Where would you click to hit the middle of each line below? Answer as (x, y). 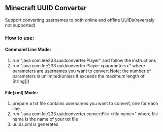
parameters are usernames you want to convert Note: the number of (81, 71)
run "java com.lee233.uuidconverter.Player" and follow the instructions (84, 60)
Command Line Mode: (28, 50)
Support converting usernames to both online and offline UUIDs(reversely (80, 20)
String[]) (21, 81)
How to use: (20, 38)
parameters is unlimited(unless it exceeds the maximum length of (78, 76)
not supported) (20, 25)
